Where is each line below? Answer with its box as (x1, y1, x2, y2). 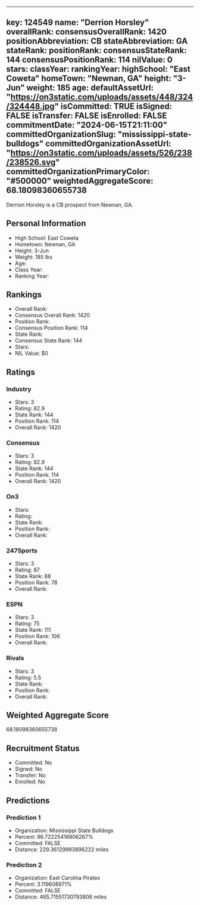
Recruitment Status (6, 743, 80, 753)
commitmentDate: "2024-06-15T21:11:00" (6, 120, 168, 130)
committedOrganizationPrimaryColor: (6, 166, 150, 177)
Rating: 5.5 (14, 674, 42, 681)
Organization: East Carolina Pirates (14, 875, 100, 882)
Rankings (6, 290, 42, 300)
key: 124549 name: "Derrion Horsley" (6, 17, 149, 27)
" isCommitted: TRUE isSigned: (54, 101, 173, 112)
